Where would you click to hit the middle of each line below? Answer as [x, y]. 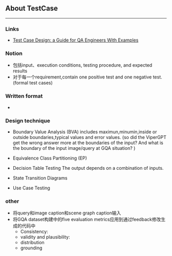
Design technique [28, 121]
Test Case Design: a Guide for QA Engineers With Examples [76, 40]
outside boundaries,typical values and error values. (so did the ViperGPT [90, 137]
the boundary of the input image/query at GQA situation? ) [74, 148]
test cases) [41, 83]
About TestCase [31, 8]
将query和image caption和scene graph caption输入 [67, 213]
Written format [24, 96]
